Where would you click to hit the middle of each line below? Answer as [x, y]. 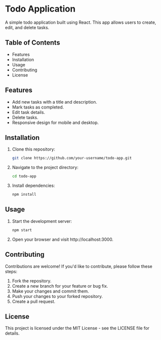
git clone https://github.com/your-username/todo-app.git [72, 158]
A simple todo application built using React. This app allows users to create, [81, 22]
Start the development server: [42, 221]
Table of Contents [33, 43]
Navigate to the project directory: [45, 168]
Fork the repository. [32, 281]
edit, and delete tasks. [27, 27]
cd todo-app [24, 176]
